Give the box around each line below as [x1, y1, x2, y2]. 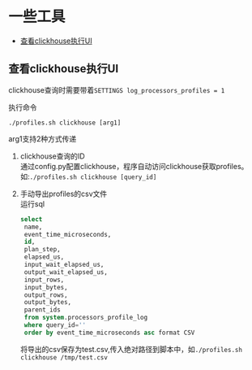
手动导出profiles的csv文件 [19, 189, 108, 198]
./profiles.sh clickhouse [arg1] [8, 119, 122, 127]
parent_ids [23, 306, 61, 314]
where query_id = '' [23, 321, 87, 329]
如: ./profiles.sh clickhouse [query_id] [19, 172, 157, 181]
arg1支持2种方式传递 [8, 133, 77, 143]
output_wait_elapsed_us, [23, 268, 108, 276]
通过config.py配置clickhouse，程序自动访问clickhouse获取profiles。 [19, 161, 249, 171]
